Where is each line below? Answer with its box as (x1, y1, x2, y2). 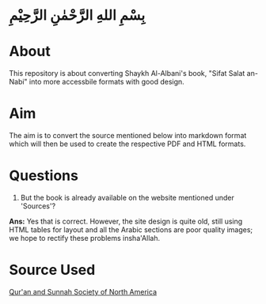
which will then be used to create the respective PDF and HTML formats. (9, 139, 246, 148)
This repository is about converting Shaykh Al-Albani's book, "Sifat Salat (9, 69, 245, 78)
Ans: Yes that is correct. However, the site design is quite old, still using (9, 216, 243, 226)
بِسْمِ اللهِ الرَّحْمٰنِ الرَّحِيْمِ (9, 6, 146, 24)
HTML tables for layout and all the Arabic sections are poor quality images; (9, 225, 253, 235)
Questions (9, 167, 78, 185)
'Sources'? (20, 201, 56, 211)
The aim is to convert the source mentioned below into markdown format (9, 131, 247, 141)
